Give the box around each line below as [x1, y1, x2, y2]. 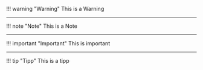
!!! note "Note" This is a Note [6, 22, 77, 30]
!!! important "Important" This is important [6, 40, 111, 47]
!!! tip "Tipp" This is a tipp [6, 57, 69, 64]
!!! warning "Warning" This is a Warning [6, 5, 105, 12]
